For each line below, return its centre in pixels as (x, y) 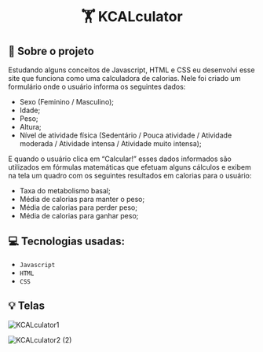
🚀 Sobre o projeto (51, 51)
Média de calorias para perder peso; (78, 207)
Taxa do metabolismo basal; (65, 191)
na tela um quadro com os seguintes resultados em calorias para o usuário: (130, 176)
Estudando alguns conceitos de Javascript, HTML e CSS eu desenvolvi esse (131, 70)
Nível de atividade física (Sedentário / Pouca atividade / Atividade (126, 135)
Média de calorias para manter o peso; (82, 199)
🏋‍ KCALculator (132, 17)
